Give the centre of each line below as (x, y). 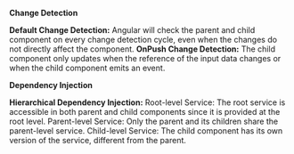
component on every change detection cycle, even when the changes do (143, 40)
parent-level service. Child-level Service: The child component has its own (146, 131)
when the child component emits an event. (87, 68)
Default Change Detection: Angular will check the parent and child (132, 30)
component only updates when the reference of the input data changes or (145, 58)
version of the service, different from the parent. (98, 140)
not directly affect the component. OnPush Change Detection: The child (143, 49)
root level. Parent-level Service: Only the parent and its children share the (144, 121)
